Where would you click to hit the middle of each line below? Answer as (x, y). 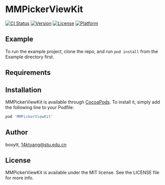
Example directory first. (30, 57)
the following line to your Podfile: (40, 107)
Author (16, 132)
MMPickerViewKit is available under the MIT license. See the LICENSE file (82, 172)
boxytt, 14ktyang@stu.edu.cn (36, 145)
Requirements (28, 73)
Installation (23, 90)
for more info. (20, 178)
